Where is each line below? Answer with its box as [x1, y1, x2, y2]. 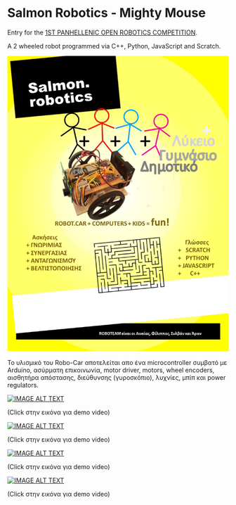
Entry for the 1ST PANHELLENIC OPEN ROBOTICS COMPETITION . [7, 28, 198, 37]
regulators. [7, 381, 39, 389]
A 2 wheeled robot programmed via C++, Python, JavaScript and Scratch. [7, 41, 221, 50]
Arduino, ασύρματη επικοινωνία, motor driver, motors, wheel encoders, [7, 366, 215, 374]
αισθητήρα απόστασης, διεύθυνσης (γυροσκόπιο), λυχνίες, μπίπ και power [7, 373, 226, 381]
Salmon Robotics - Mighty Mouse [7, 5, 206, 21]
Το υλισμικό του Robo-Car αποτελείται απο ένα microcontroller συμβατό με [7, 358, 228, 366]
